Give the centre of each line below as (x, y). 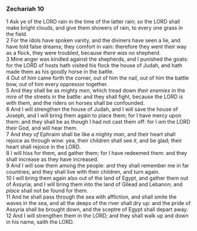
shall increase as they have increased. (52, 159)
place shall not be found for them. (47, 191)
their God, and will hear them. (42, 128)
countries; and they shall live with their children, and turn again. (83, 172)
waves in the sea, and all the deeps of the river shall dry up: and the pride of (98, 203)
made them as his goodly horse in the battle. (60, 72)
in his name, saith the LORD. (40, 222)
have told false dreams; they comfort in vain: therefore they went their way (96, 47)
